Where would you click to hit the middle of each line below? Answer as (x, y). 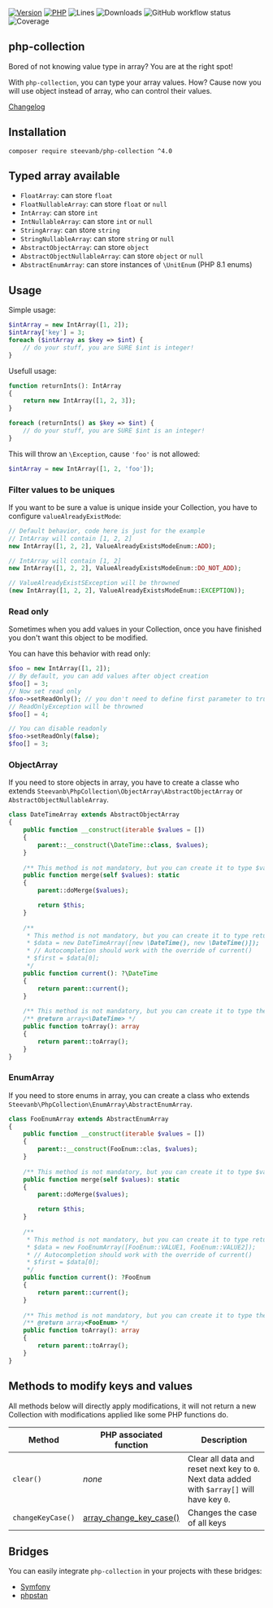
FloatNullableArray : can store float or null (94, 204)
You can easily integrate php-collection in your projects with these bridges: (135, 1571)
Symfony (35, 1587)
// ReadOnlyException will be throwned (76, 706)
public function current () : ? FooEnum (87, 1278)
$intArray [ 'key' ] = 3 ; (47, 333)
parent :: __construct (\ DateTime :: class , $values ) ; (123, 845)
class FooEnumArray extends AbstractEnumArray (89, 1119)
